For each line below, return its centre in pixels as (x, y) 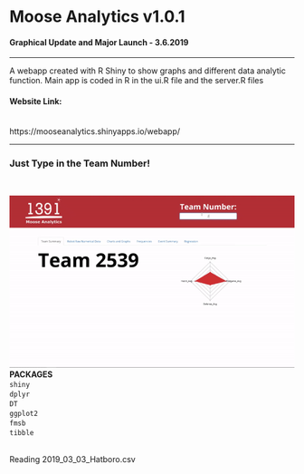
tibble (22, 433)
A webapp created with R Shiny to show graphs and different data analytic (148, 71)
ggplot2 (24, 414)
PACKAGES (31, 374)
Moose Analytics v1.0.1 (97, 17)
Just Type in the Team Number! (80, 163)
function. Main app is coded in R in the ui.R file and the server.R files (137, 81)
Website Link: (36, 101)
